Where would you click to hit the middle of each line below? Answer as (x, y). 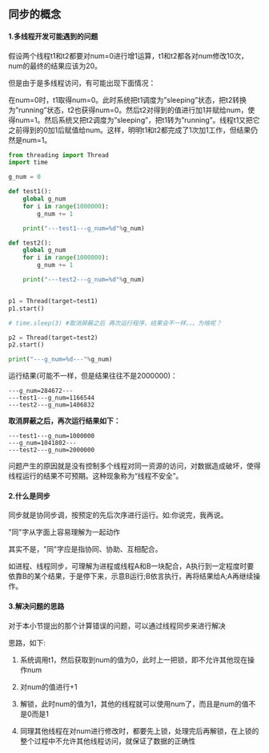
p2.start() (26, 345)
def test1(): (30, 192)
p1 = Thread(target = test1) (53, 301)
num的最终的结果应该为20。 (55, 66)
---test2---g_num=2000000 (51, 450)
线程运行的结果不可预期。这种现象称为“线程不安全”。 (96, 476)
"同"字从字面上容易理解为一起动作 (64, 532)
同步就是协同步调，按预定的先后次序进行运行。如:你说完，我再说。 (118, 515)
